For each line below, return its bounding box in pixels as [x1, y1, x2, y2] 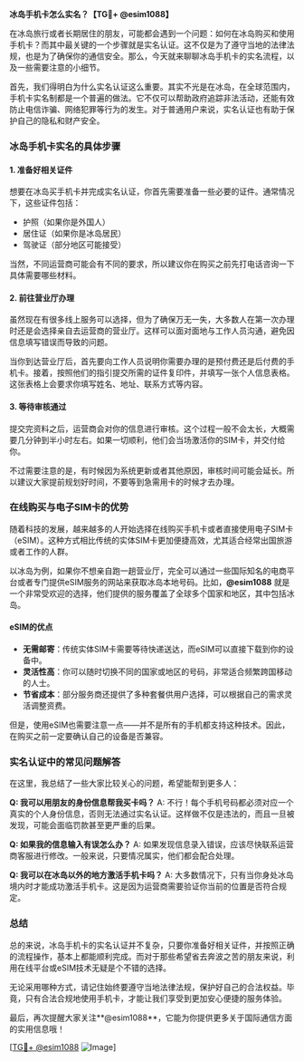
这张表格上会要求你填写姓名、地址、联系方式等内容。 [9, 379, 208, 390]
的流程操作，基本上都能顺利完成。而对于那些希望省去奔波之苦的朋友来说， [9, 950, 287, 961]
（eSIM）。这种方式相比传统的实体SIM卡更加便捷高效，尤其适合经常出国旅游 [9, 535, 292, 545]
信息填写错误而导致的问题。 [9, 337, 113, 348]
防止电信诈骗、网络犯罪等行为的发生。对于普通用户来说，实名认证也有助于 [9, 104, 287, 114]
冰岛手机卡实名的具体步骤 [9, 140, 121, 152]
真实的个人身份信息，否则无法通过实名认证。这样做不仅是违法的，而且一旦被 [9, 808, 295, 819]
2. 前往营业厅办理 [9, 292, 75, 303]
